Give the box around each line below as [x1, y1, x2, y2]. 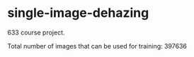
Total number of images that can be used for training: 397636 [7, 42, 188, 50]
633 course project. [7, 28, 65, 37]
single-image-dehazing [7, 5, 149, 21]
